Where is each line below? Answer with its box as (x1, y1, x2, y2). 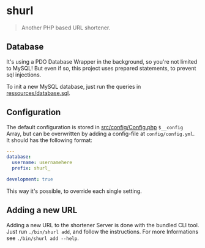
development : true (6, 176, 53, 182)
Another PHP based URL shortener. (21, 24, 111, 31)
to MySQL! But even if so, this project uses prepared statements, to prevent (6, 64, 196, 72)
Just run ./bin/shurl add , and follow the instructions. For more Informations (6, 228, 199, 235)
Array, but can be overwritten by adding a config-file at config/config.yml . (6, 130, 195, 137)
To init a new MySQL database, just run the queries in (6, 83, 141, 90)
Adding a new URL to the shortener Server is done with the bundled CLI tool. (6, 221, 199, 228)
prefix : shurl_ (12, 165, 51, 171)
